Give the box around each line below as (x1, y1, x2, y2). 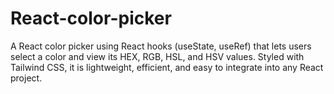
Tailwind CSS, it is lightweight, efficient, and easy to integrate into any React (10, 61, 324, 73)
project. (10, 72, 43, 84)
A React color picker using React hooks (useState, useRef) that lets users (10, 40, 312, 52)
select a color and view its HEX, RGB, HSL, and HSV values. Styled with (10, 50, 305, 62)
